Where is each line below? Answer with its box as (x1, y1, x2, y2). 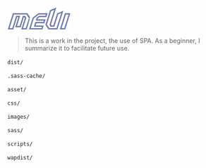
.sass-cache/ (7, 72, 46, 79)
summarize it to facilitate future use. (24, 44, 130, 52)
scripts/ (7, 141, 33, 148)
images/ (7, 113, 30, 120)
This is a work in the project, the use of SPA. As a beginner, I (24, 37, 200, 45)
